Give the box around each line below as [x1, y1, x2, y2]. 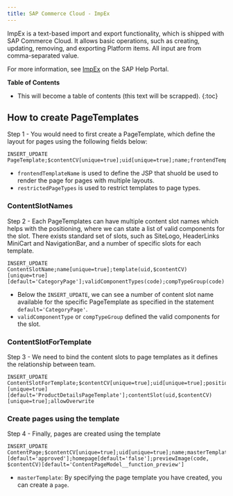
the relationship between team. [7, 360, 96, 368]
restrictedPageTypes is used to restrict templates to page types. [17, 184, 201, 192]
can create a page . [17, 481, 69, 489]
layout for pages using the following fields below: [7, 137, 148, 146]
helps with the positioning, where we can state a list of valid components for [7, 224, 225, 232]
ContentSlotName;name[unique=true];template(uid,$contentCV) [7, 266, 188, 273]
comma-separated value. [7, 51, 80, 60]
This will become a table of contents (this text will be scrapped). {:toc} [17, 92, 218, 100]
